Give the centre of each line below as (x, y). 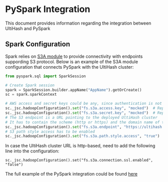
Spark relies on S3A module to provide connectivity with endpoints (74, 56)
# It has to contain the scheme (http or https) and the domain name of (82, 122)
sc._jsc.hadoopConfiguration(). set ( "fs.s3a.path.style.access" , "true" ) (82, 136)
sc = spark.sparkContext (31, 95)
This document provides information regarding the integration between (78, 23)
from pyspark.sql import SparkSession (45, 76)
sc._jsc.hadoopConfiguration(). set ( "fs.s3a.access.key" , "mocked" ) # (80, 108)
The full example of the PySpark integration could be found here (71, 174)
